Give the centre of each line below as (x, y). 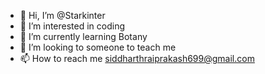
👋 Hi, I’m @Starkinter (62, 15)
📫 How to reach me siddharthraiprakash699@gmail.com (137, 58)
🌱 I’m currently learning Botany (83, 36)
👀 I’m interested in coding (72, 26)
